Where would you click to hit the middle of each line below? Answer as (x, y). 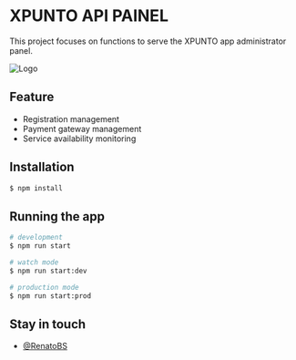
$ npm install (36, 188)
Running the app (57, 216)
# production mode (44, 287)
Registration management (71, 118)
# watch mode (34, 262)
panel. (21, 50)
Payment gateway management (82, 129)
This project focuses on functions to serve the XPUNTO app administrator (148, 41)
